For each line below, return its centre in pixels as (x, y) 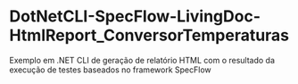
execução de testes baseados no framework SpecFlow (110, 70)
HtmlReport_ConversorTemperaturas (149, 35)
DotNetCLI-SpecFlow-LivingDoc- (135, 17)
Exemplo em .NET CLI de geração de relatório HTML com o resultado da (142, 60)
